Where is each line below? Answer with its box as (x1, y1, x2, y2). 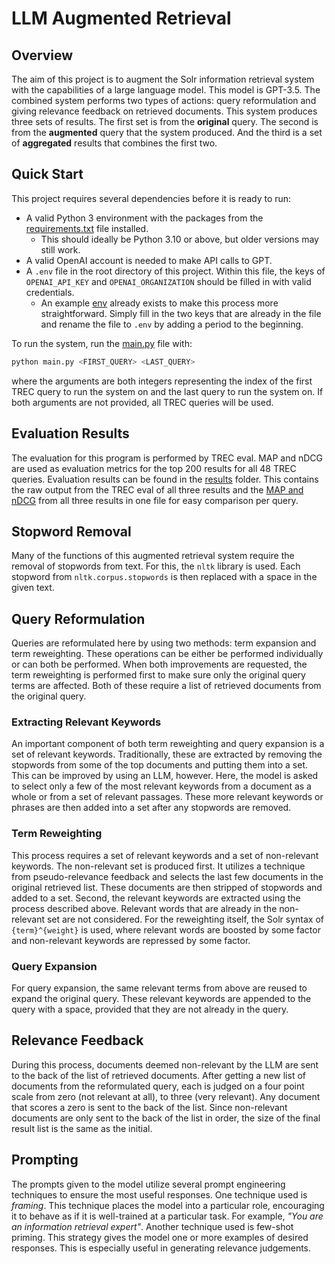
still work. (40, 243, 81, 256)
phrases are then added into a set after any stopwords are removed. (11, 802, 292, 814)
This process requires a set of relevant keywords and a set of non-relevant (11, 849, 319, 861)
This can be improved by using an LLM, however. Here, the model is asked (11, 770, 319, 782)
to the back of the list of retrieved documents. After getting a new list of (11, 1069, 306, 1081)
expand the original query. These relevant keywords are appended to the (11, 993, 312, 1005)
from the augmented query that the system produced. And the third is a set (11, 127, 323, 138)
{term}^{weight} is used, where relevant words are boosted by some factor (11, 923, 321, 936)
